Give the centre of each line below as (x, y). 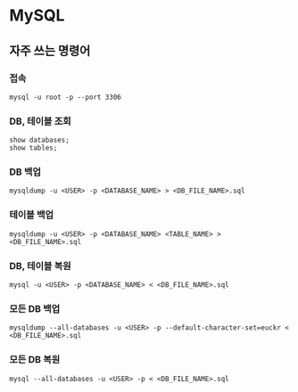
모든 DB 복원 (35, 360)
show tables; (33, 148)
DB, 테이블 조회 (40, 121)
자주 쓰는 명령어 (50, 50)
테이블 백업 (32, 215)
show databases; (39, 140)
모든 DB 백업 (35, 308)
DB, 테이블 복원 (40, 265)
